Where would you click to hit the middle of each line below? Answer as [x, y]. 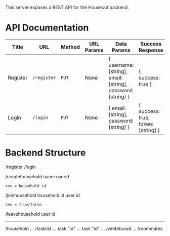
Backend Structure [46, 153]
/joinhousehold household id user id [42, 195]
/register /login [21, 167]
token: [146, 124]
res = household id [26, 186]
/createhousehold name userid [37, 176]
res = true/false [24, 205]
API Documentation [47, 28]
